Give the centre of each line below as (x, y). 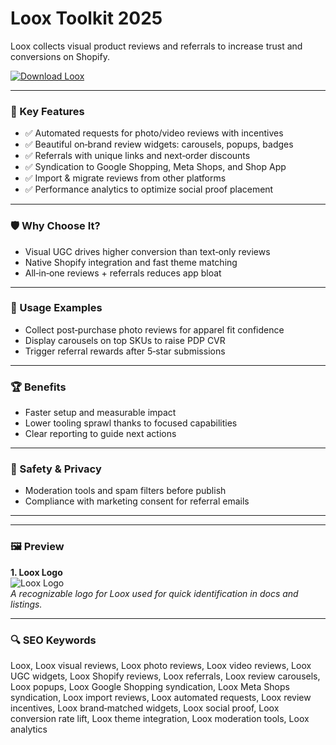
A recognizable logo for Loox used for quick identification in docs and (154, 593)
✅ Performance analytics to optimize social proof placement (149, 189)
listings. (26, 604)
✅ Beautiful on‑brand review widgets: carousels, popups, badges (159, 144)
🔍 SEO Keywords (53, 640)
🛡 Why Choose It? (55, 226)
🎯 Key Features (47, 111)
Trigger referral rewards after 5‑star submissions (125, 351)
